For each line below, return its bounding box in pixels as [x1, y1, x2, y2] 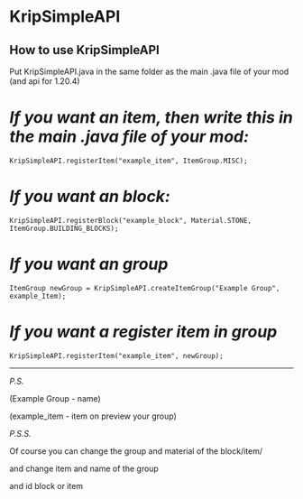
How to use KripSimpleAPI [9, 42, 160, 58]
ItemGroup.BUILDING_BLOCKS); [9, 224, 119, 233]
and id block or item [9, 480, 84, 491]
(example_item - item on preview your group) [9, 411, 178, 421]
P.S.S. [9, 428, 32, 439]
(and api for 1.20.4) [9, 76, 80, 87]
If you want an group [9, 254, 169, 274]
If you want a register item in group [9, 322, 278, 342]
